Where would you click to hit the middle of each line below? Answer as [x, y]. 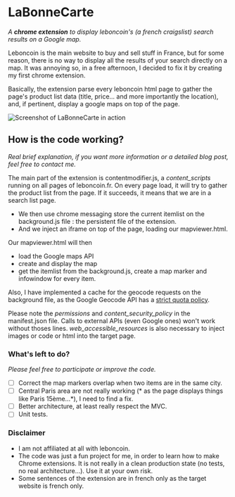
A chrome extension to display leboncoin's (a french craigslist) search [111, 32]
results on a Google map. [45, 39]
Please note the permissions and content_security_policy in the [99, 313]
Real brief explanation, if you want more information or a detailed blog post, [118, 156]
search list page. [32, 200]
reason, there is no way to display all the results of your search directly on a [118, 60]
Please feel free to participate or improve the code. [82, 370]
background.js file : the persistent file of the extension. [97, 221]
